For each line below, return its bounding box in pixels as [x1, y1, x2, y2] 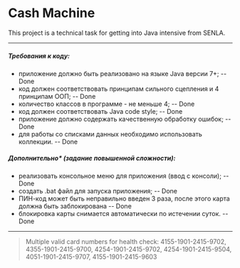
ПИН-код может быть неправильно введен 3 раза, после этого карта [18, 194, 230, 203]
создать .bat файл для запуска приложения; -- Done [18, 186, 177, 195]
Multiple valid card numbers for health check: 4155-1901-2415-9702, [25, 237, 226, 246]
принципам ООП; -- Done [18, 92, 96, 100]
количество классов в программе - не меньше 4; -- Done [18, 100, 195, 108]
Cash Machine [8, 5, 95, 21]
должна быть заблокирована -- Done [18, 201, 132, 210]
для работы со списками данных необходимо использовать [18, 129, 202, 138]
